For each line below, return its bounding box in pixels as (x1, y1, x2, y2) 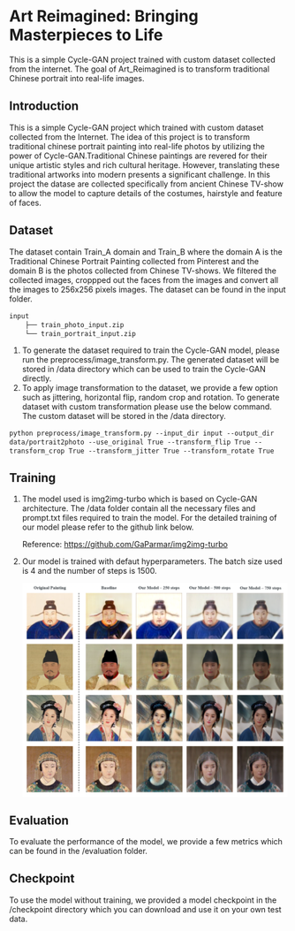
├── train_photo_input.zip (25, 320, 125, 329)
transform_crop (9, 446, 65, 455)
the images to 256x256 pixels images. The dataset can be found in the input (9, 284, 286, 294)
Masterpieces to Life (9, 25, 163, 45)
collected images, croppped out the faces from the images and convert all (9, 274, 279, 285)
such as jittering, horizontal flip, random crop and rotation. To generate (21, 392, 280, 402)
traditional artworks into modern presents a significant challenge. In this (9, 169, 271, 179)
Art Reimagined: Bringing (9, 6, 199, 27)
